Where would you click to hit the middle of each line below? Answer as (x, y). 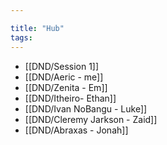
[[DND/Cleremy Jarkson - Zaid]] (91, 119)
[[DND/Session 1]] (62, 66)
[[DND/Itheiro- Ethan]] (70, 98)
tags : (21, 37)
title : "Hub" (37, 28)
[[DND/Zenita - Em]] (66, 87)
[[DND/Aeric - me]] (64, 77)
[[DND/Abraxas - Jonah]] (76, 130)
